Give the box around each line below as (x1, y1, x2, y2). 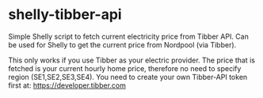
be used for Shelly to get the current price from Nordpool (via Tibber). (8, 40, 237, 49)
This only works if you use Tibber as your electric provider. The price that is (8, 55, 256, 65)
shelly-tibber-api (8, 6, 122, 24)
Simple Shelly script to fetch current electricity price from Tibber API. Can (8, 32, 250, 41)
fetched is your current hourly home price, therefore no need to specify (8, 63, 242, 73)
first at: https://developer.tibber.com (8, 81, 127, 90)
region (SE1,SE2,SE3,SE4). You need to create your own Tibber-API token (8, 72, 248, 81)
